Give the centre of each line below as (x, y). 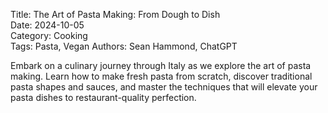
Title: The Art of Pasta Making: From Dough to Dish (115, 14)
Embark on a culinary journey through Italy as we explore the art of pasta (161, 65)
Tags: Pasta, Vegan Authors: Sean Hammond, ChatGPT (124, 46)
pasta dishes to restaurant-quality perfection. (103, 97)
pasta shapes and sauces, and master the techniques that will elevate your (164, 87)
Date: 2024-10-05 (47, 25)
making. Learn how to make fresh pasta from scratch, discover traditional (161, 76)
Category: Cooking (49, 35)
